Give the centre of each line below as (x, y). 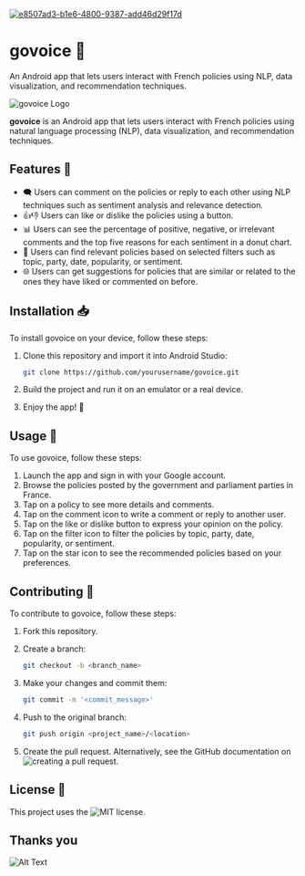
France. (37, 495)
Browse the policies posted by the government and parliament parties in (158, 485)
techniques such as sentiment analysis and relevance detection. (143, 204)
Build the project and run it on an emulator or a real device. (133, 390)
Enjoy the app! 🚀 (53, 407)
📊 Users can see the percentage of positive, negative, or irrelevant (148, 229)
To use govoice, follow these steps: (76, 458)
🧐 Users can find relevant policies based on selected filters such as (149, 252)
